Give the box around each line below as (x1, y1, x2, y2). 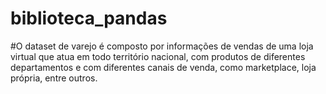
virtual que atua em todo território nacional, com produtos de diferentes (10, 50, 306, 62)
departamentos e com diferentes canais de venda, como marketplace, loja (10, 61, 317, 73)
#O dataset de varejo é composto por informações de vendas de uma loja (10, 40, 314, 52)
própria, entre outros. (10, 72, 98, 84)
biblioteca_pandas (10, 7, 168, 30)
